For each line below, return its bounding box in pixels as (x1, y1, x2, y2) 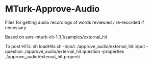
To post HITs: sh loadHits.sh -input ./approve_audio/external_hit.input (5, 43, 145, 49)
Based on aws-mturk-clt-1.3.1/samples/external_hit (5, 34, 108, 40)
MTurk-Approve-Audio (5, 3, 100, 15)
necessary (5, 24, 26, 30)
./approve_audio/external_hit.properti (5, 53, 80, 59)
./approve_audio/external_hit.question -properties (24, 48, 124, 54)
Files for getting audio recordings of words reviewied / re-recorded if (5, 19, 144, 25)
